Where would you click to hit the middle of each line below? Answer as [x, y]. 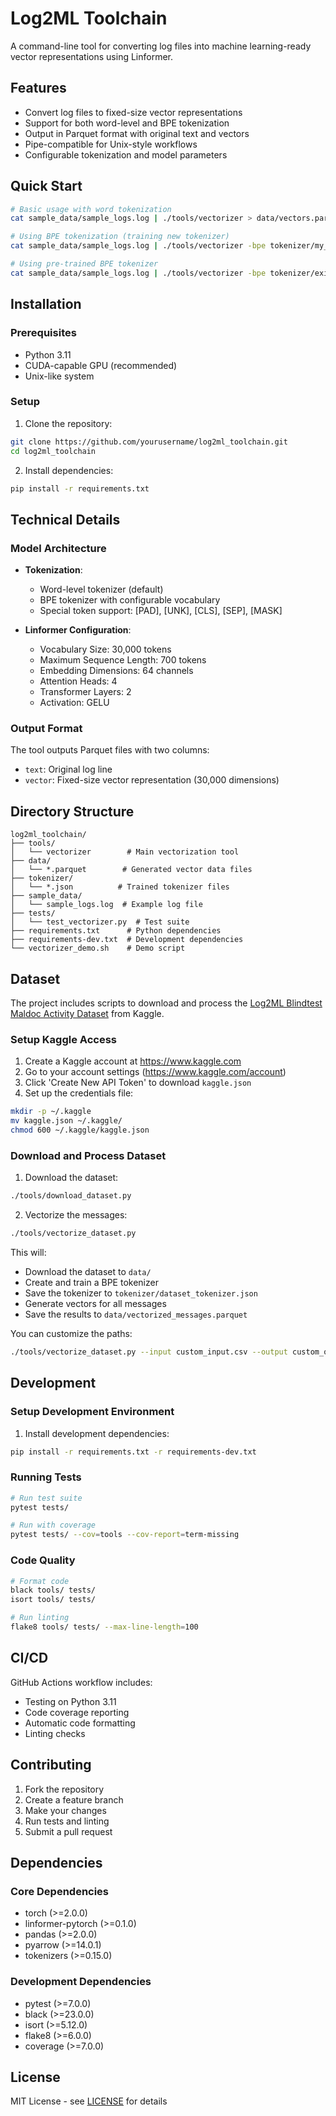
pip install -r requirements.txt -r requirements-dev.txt [133, 1452]
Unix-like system [59, 376]
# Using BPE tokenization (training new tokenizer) [120, 237]
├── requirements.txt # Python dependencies [116, 931]
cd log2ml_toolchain [53, 451]
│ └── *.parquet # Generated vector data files [131, 870]
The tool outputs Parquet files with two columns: [110, 750]
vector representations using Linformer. [92, 56]
